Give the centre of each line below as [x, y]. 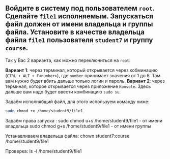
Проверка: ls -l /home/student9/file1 [44, 151]
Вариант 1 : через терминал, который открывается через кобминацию [81, 70]
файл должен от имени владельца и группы [79, 24]
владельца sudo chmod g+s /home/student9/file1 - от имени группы [78, 126]
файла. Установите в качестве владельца [75, 32]
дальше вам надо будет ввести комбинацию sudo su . [63, 91]
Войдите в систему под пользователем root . [80, 8]
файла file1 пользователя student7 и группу [79, 40]
